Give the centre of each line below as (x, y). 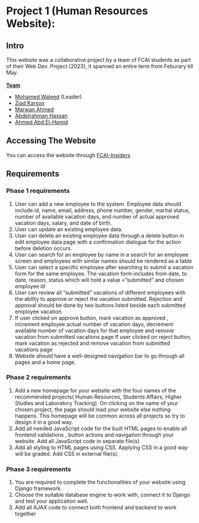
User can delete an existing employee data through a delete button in (99, 235)
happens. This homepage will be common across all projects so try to (100, 416)
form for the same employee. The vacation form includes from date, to (101, 273)
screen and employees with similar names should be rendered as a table (103, 261)
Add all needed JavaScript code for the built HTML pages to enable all (101, 428)
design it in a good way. (44, 422)
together (25, 514)
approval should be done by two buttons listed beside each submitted (100, 305)
